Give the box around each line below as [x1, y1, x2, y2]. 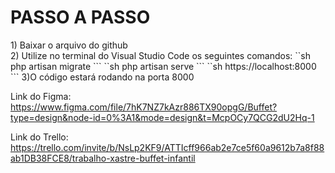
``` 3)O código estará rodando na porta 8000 [10, 71, 195, 83]
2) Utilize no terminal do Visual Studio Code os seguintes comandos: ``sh [10, 49, 311, 61]
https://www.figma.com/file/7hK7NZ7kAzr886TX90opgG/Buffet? [10, 101, 278, 113]
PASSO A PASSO [10, 6, 151, 29]
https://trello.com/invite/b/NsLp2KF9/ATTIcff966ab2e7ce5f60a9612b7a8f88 [10, 141, 325, 153]
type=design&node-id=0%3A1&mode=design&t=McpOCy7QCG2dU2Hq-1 [10, 111, 315, 123]
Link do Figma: [10, 90, 72, 102]
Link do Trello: [10, 131, 69, 143]
